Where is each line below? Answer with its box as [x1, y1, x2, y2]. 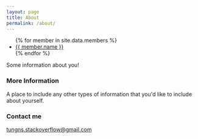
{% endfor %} [15, 50, 51, 57]
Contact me [6, 112, 42, 120]
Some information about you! [6, 61, 79, 69]
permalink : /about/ [6, 20, 56, 26]
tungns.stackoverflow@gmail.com [6, 126, 92, 133]
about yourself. [6, 97, 44, 104]
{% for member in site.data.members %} [15, 37, 118, 44]
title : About [6, 15, 40, 21]
